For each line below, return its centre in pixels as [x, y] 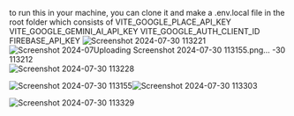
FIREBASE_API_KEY [45, 40]
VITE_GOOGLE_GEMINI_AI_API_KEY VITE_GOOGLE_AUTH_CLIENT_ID [135, 31]
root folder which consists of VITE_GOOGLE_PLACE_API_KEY [121, 22]
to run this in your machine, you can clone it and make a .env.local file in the [147, 13]
